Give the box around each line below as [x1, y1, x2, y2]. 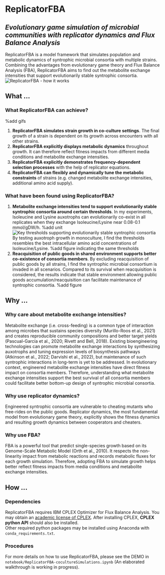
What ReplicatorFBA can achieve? [5, 107, 89, 114]
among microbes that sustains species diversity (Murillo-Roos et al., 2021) [5, 327, 156, 333]
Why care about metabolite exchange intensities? [5, 311, 127, 318]
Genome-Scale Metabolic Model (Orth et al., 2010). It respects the [5, 448, 139, 454]
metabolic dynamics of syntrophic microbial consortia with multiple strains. [5, 57, 158, 63]
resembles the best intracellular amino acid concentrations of [12, 240, 137, 246]
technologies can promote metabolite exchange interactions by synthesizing [5, 343, 160, 349]
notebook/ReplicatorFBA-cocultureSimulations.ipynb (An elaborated [5, 559, 145, 565]
